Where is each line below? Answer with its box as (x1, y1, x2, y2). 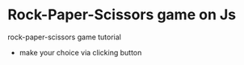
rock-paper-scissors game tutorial (7, 32, 122, 42)
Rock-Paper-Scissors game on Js (7, 6, 237, 24)
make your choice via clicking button (19, 47, 142, 57)
